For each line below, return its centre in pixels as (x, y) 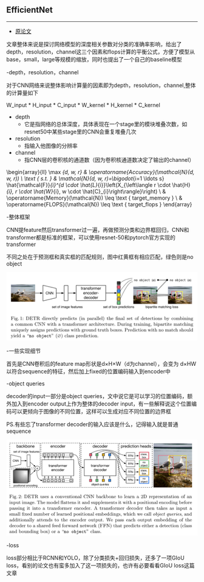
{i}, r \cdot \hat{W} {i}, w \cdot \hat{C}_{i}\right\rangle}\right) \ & (86, 191)
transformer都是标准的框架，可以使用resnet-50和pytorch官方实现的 (91, 237)
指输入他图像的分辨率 (51, 145)
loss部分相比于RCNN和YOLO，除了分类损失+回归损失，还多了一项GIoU (96, 558)
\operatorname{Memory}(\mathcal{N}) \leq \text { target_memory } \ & (94, 198)
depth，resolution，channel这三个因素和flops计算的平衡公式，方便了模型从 (101, 52)
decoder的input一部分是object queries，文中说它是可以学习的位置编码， (97, 396)
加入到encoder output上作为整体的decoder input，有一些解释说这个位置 (101, 404)
